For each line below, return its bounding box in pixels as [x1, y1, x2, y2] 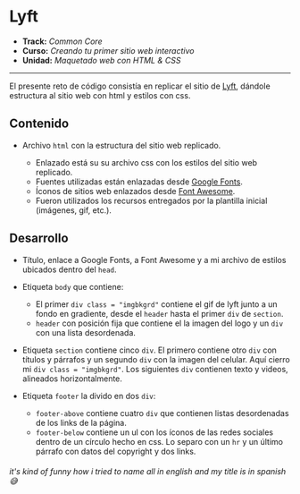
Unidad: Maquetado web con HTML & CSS [21, 55, 181, 65]
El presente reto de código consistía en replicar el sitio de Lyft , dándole [9, 81, 271, 91]
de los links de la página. [35, 417, 128, 428]
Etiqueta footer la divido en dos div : [21, 390, 156, 401]
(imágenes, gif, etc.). [35, 204, 112, 216]
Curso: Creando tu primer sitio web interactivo [21, 45, 195, 55]
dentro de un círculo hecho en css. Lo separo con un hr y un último [35, 436, 284, 447]
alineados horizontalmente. [21, 373, 123, 384]
